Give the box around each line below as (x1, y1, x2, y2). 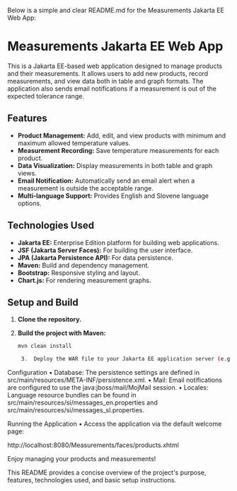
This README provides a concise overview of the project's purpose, (7, 468, 207, 477)
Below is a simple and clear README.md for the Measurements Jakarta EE (7, 6, 224, 14)
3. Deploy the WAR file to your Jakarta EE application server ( (21, 356, 221, 363)
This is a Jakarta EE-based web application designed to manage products (7, 62, 223, 70)
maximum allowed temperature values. (17, 138, 131, 147)
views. (17, 169, 37, 177)
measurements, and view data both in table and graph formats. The (7, 77, 204, 85)
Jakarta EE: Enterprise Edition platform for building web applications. (17, 238, 219, 247)
